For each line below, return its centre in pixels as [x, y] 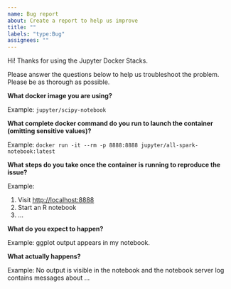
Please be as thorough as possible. [59, 82]
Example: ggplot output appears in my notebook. [79, 243]
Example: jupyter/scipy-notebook [57, 110]
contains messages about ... [49, 278]
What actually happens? [44, 256]
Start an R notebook [47, 208]
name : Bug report [33, 14]
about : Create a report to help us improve [73, 21]
